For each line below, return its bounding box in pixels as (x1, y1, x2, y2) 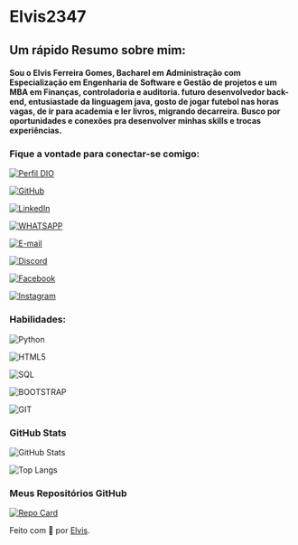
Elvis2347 (9, 6, 87, 27)
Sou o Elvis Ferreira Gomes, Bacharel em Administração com (9, 68, 241, 79)
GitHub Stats (9, 427, 67, 439)
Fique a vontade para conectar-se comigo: (9, 147, 200, 160)
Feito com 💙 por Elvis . (9, 525, 90, 536)
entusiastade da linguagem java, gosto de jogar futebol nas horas (28, 97, 279, 108)
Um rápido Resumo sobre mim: (9, 42, 187, 58)
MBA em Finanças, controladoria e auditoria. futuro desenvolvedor (9, 87, 265, 98)
